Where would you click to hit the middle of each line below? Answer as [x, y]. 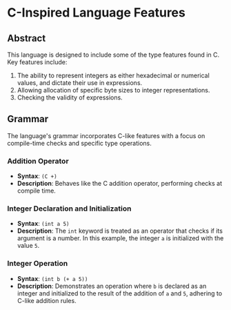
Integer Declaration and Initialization [69, 209]
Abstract [27, 38]
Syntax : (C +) [37, 176]
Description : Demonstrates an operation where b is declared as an [112, 286]
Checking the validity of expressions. [70, 97]
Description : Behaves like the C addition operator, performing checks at [120, 184]
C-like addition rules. [47, 300]
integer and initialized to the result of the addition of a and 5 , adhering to [120, 293]
